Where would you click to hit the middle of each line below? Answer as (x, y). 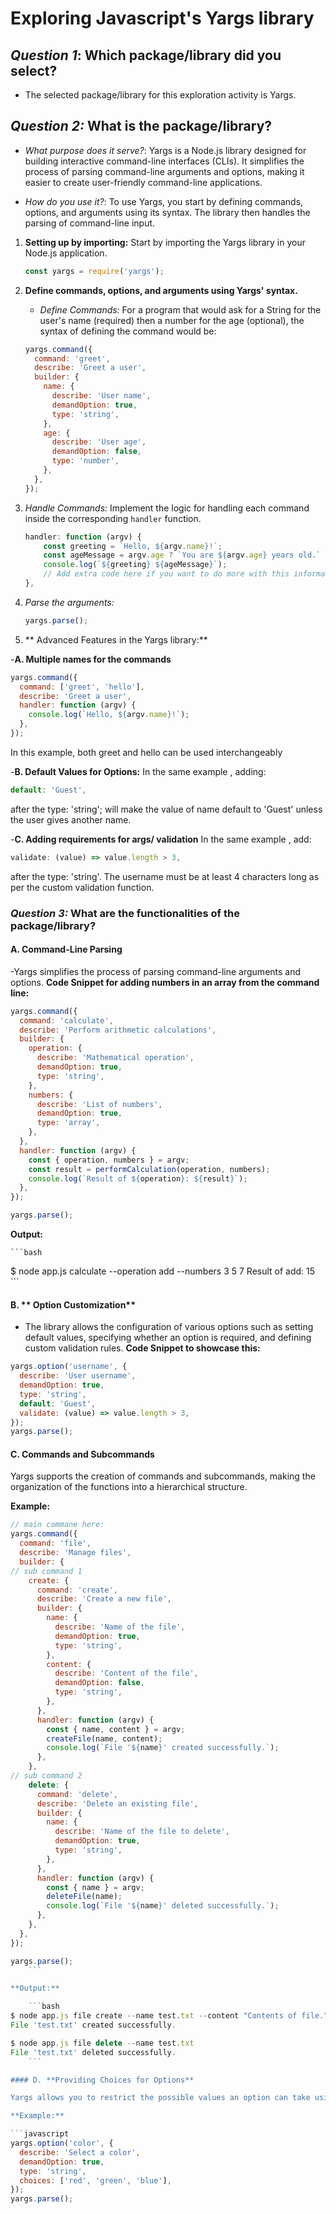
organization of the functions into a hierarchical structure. (129, 1487)
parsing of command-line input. (90, 223)
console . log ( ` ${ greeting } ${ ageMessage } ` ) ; (135, 565)
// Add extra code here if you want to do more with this (166, 574)
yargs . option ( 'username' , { (69, 1367)
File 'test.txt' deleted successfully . (93, 2052)
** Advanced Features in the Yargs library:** (116, 639)
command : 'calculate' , (66, 1020)
